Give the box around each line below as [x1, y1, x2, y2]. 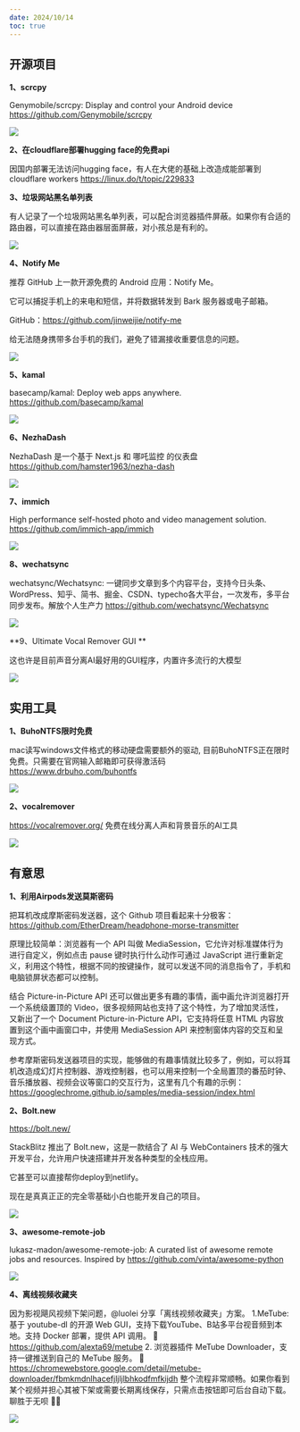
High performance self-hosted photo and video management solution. [9, 515, 267, 525]
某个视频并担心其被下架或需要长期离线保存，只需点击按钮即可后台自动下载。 [9, 1384, 291, 1394]
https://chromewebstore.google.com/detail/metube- [9, 1362, 202, 1373]
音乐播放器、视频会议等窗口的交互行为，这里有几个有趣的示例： [9, 1076, 244, 1087]
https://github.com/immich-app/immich [9, 523, 154, 534]
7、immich [9, 497, 51, 507]
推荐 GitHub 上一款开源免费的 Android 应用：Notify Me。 [9, 277, 219, 288]
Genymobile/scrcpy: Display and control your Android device [9, 100, 234, 111]
